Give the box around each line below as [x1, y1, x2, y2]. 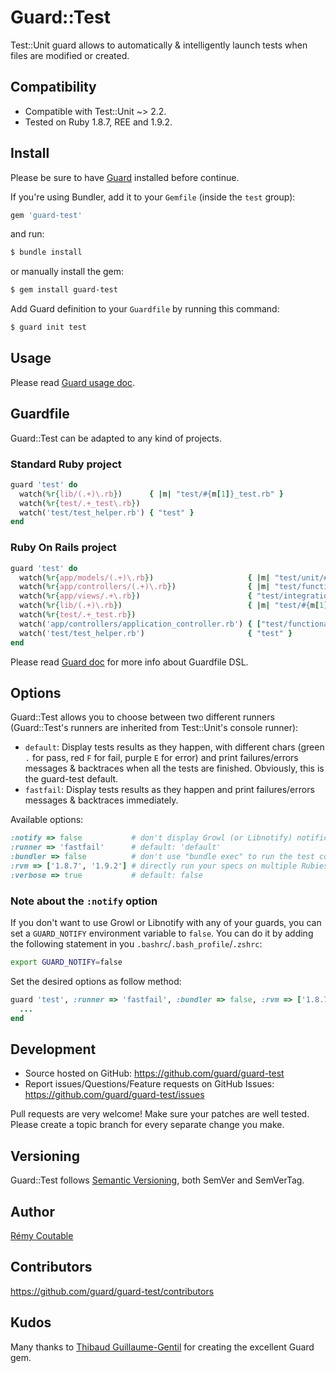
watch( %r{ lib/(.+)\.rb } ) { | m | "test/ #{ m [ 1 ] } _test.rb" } [19, 489, 284, 499]
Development [10, 1041, 97, 1058]
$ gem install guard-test [10, 285, 118, 295]
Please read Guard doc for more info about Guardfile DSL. [10, 656, 249, 668]
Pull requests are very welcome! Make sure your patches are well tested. [10, 1108, 310, 1120]
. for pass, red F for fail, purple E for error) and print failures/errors [24, 752, 299, 764]
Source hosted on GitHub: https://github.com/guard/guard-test [24, 1067, 285, 1080]
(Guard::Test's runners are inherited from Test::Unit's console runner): [10, 722, 299, 734]
